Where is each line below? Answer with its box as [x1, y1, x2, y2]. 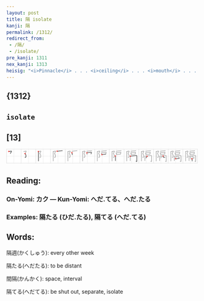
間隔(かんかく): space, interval [6, 275, 83, 282]
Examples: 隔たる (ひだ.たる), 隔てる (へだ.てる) [6, 213, 147, 221]
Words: [6, 232, 35, 243]
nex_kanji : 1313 [6, 61, 47, 67]
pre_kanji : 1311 [6, 55, 47, 61]
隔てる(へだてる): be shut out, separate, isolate [6, 288, 123, 295]
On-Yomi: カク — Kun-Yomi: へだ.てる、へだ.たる [6, 195, 151, 204]
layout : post [6, 10, 39, 16]
